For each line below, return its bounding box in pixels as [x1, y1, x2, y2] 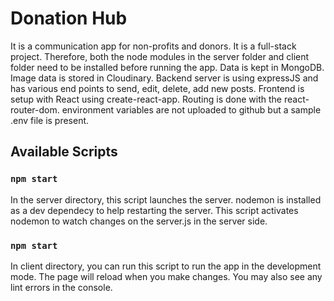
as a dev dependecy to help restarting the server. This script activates [10, 204, 299, 216]
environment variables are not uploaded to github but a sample [61, 103, 322, 116]
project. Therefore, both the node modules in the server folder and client [10, 50, 310, 62]
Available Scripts [10, 143, 118, 161]
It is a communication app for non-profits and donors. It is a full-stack [10, 40, 297, 52]
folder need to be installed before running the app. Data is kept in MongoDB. [10, 61, 325, 73]
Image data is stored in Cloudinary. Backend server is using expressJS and [10, 72, 319, 84]
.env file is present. [10, 114, 90, 126]
